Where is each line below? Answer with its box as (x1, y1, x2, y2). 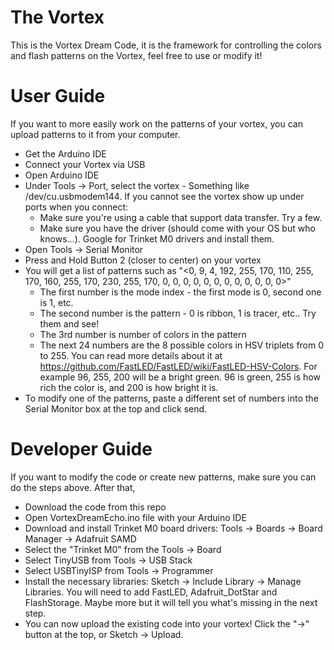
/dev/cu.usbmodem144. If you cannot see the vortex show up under (24, 190, 305, 202)
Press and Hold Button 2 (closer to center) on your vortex (24, 254, 262, 266)
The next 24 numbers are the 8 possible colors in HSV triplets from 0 (39, 339, 325, 351)
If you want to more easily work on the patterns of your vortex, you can (10, 117, 303, 130)
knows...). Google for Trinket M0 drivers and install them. (39, 232, 275, 245)
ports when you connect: (24, 201, 129, 213)
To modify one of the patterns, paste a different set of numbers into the (24, 392, 319, 404)
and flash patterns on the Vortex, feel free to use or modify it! (10, 49, 263, 61)
